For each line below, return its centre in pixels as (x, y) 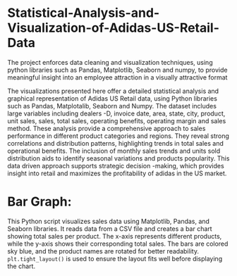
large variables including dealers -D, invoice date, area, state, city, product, (116, 113)
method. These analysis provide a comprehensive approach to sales (107, 128)
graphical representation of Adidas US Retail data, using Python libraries (112, 98)
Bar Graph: (39, 202)
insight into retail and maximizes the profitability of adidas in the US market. (117, 173)
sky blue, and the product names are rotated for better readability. (103, 251)
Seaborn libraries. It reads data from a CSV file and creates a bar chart (110, 228)
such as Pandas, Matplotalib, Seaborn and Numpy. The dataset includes (112, 106)
